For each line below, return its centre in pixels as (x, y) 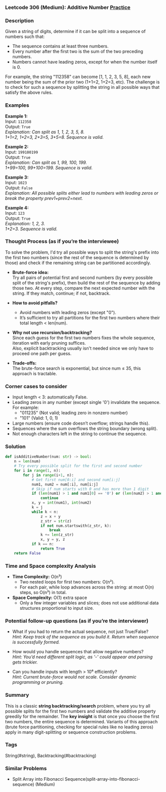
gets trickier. (25, 662)
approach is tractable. (35, 373)
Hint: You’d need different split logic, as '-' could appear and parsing (83, 657)
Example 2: (17, 147)
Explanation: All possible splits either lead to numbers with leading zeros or (82, 193)
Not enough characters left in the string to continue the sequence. (80, 434)
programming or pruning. (38, 682)
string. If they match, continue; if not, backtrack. (61, 293)
